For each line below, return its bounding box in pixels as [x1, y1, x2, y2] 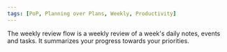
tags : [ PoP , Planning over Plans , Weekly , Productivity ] [7, 10, 177, 17]
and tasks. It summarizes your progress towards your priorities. [7, 36, 190, 45]
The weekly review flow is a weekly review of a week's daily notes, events [7, 29, 221, 37]
